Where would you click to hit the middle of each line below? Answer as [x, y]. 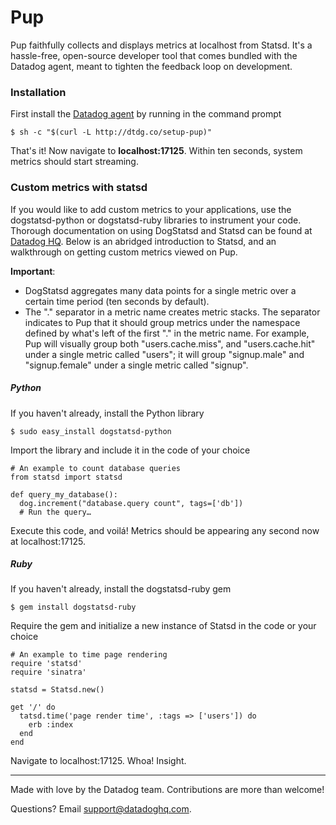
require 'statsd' [46, 664]
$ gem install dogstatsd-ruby [73, 607]
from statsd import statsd [66, 477]
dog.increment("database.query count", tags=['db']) [131, 503]
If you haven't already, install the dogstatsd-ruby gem [121, 589]
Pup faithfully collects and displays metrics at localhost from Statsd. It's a [161, 45]
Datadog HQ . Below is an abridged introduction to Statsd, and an [143, 241]
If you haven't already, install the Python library [107, 413]
